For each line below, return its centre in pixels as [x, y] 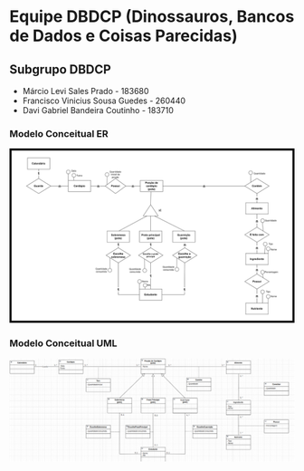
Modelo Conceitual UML [63, 343]
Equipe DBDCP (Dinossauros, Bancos [152, 17]
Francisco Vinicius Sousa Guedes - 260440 [104, 101]
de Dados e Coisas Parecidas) [123, 36]
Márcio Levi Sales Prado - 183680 [85, 91]
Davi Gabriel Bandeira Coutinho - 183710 [98, 110]
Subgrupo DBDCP [60, 69]
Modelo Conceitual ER [59, 133]
